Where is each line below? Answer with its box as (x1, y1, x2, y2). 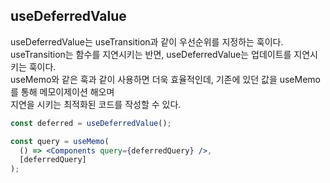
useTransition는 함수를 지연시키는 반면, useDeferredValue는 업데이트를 (10, 48, 292, 60)
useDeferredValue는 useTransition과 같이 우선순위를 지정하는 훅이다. (10, 35, 284, 48)
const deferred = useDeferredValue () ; (10, 118, 172, 128)
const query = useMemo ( (10, 136, 110, 146)
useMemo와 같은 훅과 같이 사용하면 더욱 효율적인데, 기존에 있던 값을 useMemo (10, 73, 322, 85)
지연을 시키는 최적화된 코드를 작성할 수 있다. (10, 98, 182, 110)
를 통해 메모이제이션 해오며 (10, 85, 115, 98)
